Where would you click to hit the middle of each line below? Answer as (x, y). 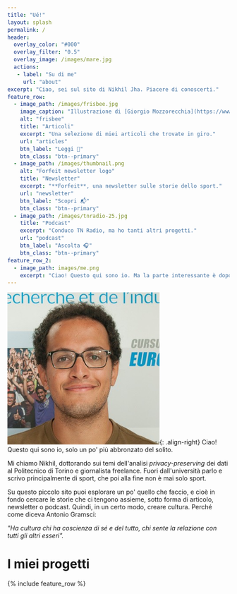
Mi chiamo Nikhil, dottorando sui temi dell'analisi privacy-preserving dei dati (118, 463)
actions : (26, 67)
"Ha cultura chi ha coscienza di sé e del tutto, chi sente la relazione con (112, 528)
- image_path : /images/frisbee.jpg (66, 104)
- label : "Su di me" (47, 74)
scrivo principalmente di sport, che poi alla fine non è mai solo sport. (107, 478)
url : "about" (42, 82)
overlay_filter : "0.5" (47, 52)
